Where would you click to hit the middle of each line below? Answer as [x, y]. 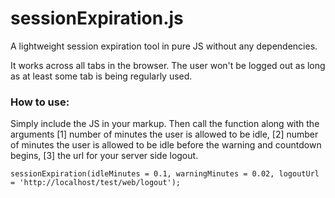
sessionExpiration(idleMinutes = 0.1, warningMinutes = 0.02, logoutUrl [165, 174]
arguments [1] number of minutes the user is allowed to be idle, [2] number [164, 134]
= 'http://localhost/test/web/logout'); [96, 183]
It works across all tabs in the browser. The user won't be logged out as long [168, 65]
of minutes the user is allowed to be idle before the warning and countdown [166, 145]
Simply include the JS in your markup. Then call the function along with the [165, 124]
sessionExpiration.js [97, 18]
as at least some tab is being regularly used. [101, 76]
